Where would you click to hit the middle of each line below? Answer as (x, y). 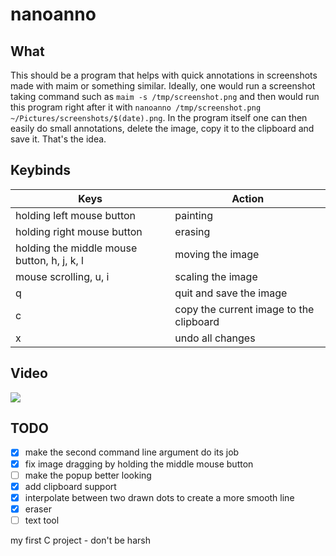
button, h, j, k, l (49, 260)
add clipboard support (70, 486)
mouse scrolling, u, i (62, 276)
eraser (38, 509)
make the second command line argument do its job (132, 452)
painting (193, 215)
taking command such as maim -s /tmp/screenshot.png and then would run (165, 96)
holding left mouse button (76, 215)
